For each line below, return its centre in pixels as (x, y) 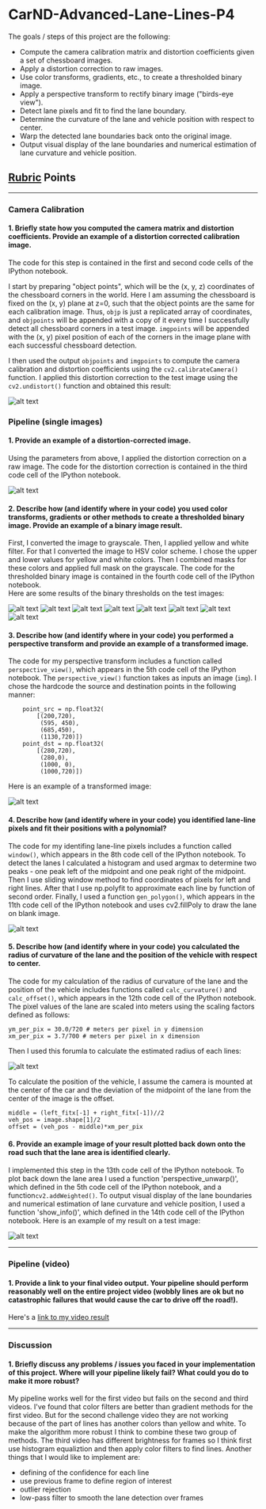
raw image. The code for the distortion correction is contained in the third (128, 466)
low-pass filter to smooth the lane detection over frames (112, 1498)
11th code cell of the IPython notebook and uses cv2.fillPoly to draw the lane (133, 905)
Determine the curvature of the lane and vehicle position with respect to (137, 119)
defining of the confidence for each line (84, 1473)
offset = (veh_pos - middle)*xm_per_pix (76, 1127)
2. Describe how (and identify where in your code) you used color (118, 508)
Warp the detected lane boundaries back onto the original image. (125, 135)
